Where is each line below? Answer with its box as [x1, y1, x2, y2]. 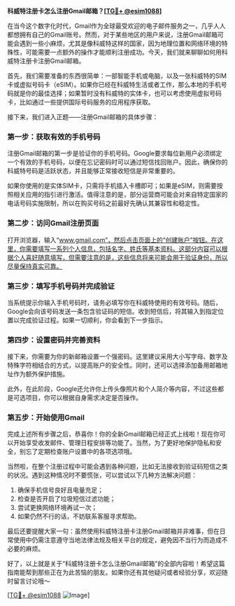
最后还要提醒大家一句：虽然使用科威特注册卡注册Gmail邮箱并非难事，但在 [7, 527, 220, 535]
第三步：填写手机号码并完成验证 [7, 281, 115, 291]
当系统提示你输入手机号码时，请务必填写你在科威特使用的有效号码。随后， [7, 298, 222, 307]
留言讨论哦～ [13, 577, 50, 586]
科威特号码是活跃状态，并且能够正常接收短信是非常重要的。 [7, 167, 179, 175]
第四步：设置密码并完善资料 [7, 335, 101, 345]
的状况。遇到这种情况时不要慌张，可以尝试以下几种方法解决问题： [7, 471, 197, 479]
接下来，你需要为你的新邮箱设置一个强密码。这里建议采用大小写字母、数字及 [7, 352, 228, 361]
